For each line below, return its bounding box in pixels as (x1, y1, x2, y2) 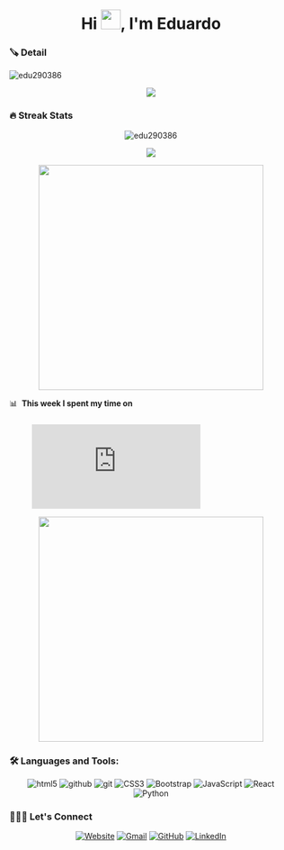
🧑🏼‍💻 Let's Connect (9, 810, 93, 823)
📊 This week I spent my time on (9, 397, 133, 409)
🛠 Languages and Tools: (9, 755, 120, 767)
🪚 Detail (9, 46, 48, 59)
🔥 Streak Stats (9, 109, 74, 122)
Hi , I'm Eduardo (80, 14, 222, 34)
